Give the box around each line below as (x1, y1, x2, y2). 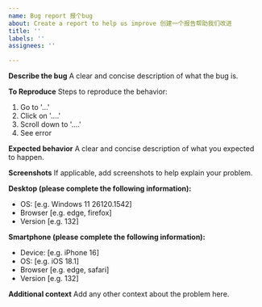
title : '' (8, 27, 42, 35)
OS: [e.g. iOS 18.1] (19, 256, 79, 267)
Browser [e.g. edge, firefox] (19, 208, 112, 218)
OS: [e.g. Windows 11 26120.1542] (19, 200, 132, 209)
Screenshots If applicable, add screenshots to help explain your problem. (8, 168, 253, 178)
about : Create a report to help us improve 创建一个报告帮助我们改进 (8, 19, 232, 27)
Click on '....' (19, 111, 61, 121)
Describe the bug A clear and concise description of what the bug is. (8, 71, 239, 81)
